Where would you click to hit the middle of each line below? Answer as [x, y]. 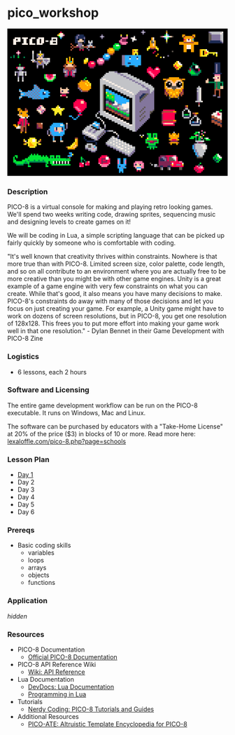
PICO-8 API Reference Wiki [57, 665]
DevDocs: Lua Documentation [71, 687]
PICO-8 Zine [25, 339]
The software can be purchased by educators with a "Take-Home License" [115, 426]
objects [38, 575]
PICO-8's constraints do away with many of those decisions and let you [110, 301]
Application [27, 601]
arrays [37, 568]
